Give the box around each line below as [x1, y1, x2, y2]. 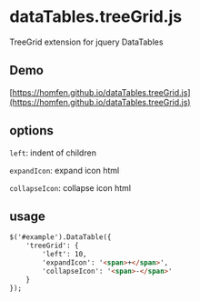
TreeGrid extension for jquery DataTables [9, 36, 164, 47]
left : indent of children [9, 147, 97, 158]
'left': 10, [42, 250, 88, 259]
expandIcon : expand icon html [9, 165, 120, 176]
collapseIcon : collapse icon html [9, 182, 132, 193]
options [9, 123, 55, 138]
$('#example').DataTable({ [9, 233, 112, 242]
